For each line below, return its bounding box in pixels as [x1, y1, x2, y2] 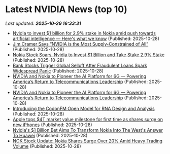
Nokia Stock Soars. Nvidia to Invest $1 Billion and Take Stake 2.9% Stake [12, 52, 165, 58]
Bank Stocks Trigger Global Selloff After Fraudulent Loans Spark [12, 62, 147, 68]
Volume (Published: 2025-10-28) [12, 143, 81, 149]
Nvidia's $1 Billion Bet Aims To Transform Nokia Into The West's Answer [12, 127, 163, 133]
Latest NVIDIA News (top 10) [5, 4, 128, 15]
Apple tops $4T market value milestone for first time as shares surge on [12, 116, 163, 122]
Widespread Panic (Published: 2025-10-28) [12, 67, 104, 74]
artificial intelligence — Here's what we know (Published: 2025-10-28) [12, 35, 160, 42]
